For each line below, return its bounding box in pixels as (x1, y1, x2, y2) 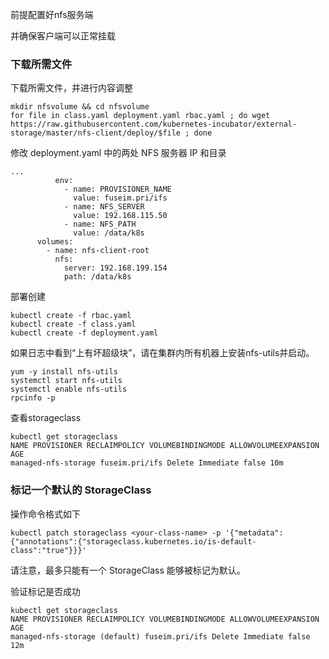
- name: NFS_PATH (63, 219, 137, 230)
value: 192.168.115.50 (73, 211, 168, 221)
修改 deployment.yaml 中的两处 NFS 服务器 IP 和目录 (10, 147, 227, 159)
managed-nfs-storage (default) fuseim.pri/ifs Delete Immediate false (10, 631, 311, 642)
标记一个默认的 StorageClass (10, 483, 152, 497)
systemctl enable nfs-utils (10, 384, 128, 395)
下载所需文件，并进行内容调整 (10, 82, 133, 94)
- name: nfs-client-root (46, 246, 150, 256)
